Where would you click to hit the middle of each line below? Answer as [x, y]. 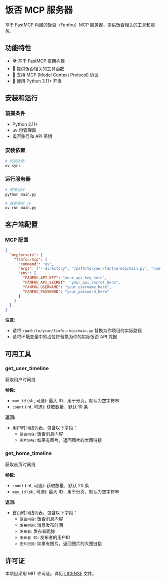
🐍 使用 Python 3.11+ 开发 [37, 81]
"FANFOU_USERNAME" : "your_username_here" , [67, 287]
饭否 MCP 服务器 [39, 10]
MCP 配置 [17, 240]
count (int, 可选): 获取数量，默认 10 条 [50, 407]
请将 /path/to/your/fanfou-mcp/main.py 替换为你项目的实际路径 [77, 331]
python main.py [21, 194]
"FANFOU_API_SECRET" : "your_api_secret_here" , [72, 283]
